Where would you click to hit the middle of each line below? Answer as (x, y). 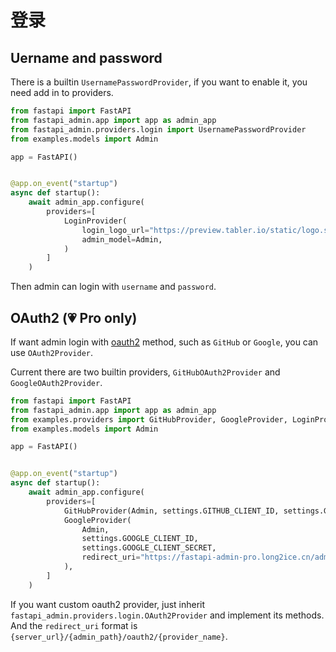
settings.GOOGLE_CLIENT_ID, (140, 539)
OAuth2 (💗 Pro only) (74, 317)
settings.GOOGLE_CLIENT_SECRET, (149, 548)
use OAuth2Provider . (52, 352)
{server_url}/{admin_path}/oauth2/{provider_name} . (119, 636)
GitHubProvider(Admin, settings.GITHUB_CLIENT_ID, (171, 511)
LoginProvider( (95, 221)
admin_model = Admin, (122, 239)
